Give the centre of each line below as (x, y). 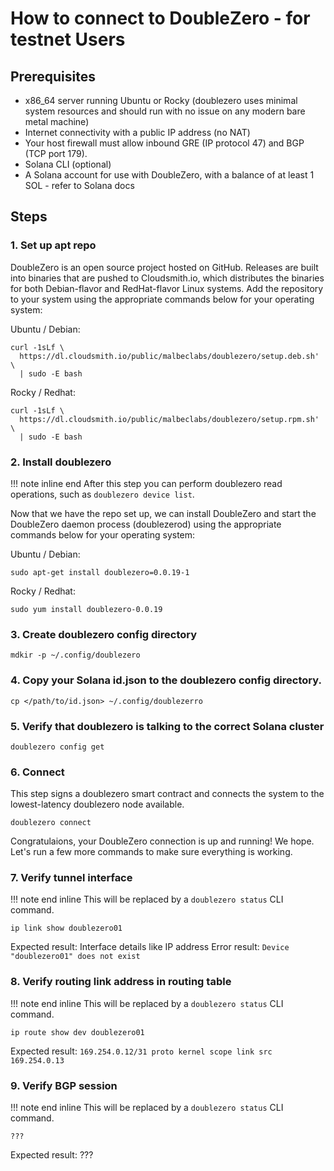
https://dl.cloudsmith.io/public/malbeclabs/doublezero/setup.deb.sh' (169, 356)
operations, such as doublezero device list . (102, 494)
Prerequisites (53, 76)
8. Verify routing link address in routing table (121, 982)
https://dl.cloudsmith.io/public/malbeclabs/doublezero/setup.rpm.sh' (169, 419)
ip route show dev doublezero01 (77, 1032)
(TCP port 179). (56, 153)
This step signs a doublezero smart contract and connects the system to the (167, 794)
